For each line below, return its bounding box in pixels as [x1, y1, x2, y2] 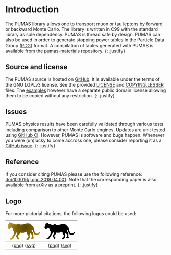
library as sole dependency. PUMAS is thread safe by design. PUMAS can [5, 31, 161, 37]
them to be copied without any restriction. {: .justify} [5, 92, 115, 98]
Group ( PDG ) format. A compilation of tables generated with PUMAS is [5, 42, 154, 48]
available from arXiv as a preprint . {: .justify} [5, 182, 98, 188]
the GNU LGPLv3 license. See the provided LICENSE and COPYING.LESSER [5, 81, 164, 88]
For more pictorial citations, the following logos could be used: [5, 210, 137, 217]
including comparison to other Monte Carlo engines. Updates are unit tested [5, 126, 165, 133]
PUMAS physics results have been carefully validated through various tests [5, 121, 164, 127]
